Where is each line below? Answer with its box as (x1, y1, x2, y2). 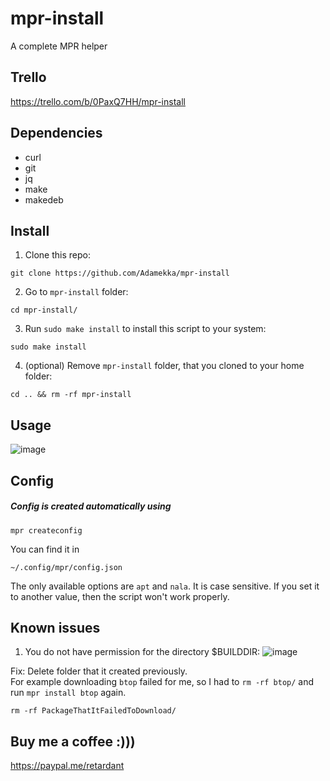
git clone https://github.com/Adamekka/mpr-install (10, 268, 230, 279)
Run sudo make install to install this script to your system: (24, 323, 267, 335)
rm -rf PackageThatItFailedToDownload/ (10, 706, 177, 716)
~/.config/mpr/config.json (10, 562, 123, 572)
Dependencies (10, 125, 103, 142)
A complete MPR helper (10, 40, 108, 52)
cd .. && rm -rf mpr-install (10, 390, 132, 400)
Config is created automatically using (10, 500, 172, 512)
